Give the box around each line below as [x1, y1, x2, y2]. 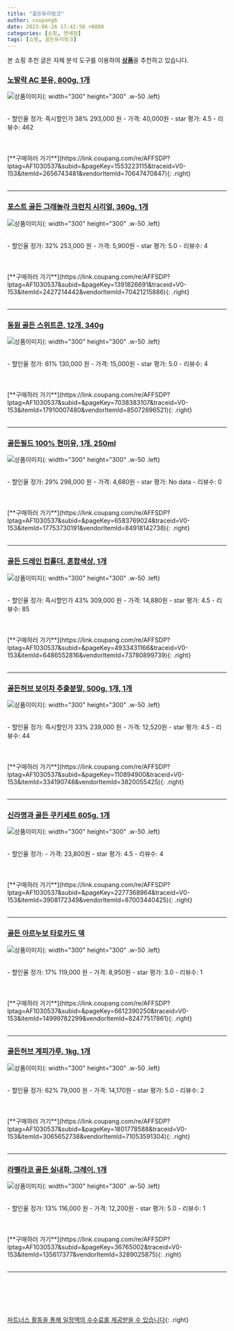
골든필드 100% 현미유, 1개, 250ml [7, 438, 116, 448]
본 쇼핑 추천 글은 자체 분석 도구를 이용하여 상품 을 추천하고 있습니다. [7, 56, 189, 65]
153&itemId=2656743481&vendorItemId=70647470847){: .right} [7, 169, 192, 178]
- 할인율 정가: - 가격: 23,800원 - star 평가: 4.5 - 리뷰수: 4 [7, 849, 164, 858]
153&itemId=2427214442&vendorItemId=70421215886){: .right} [7, 287, 190, 296]
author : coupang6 [7, 17, 58, 24]
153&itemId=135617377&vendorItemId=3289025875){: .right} [7, 1250, 182, 1259]
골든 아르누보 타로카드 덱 [7, 928, 85, 938]
